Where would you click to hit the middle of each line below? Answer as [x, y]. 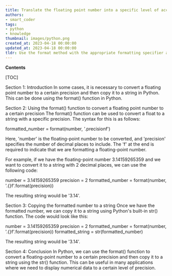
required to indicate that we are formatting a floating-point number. [76, 149]
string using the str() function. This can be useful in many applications [79, 262]
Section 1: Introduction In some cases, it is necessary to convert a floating [83, 87]
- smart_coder [20, 19]
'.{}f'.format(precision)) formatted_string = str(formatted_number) [74, 232]
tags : [11, 24]
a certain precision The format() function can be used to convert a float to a [85, 113]
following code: [21, 170]
